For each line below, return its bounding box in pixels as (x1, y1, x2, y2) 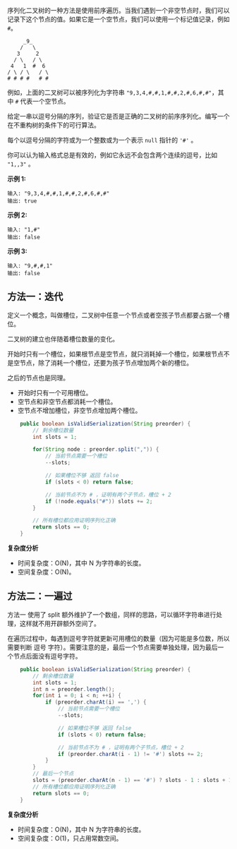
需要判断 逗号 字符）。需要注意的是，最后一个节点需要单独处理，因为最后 (7, 643, 218, 651)
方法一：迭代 (7, 291, 63, 303)
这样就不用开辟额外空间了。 (19, 619, 100, 627)
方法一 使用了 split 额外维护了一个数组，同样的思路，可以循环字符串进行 (7, 610, 217, 619)
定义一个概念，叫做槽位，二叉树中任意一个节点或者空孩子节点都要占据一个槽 (7, 311, 230, 319)
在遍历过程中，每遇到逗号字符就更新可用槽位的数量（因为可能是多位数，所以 (7, 634, 230, 642)
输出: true (7, 198, 37, 205)
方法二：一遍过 (7, 590, 73, 602)
